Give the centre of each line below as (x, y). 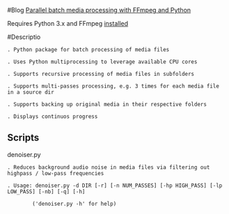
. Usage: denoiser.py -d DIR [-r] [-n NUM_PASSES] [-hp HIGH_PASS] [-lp (115, 186)
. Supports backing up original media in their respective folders (107, 104)
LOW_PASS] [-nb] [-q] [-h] (46, 191)
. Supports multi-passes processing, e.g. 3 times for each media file (113, 86)
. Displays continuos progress (53, 117)
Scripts (23, 138)
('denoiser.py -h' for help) (74, 204)
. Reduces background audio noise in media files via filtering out (109, 167)
